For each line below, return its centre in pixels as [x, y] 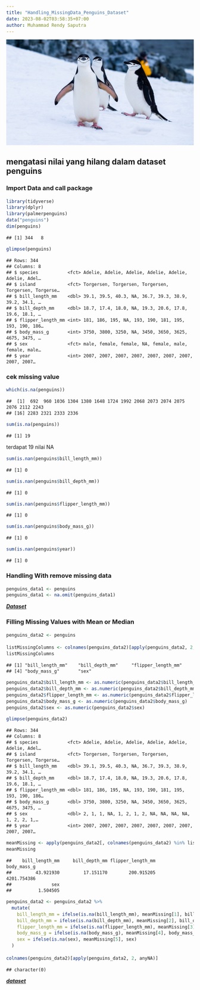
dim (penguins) [24, 226]
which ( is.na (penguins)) [36, 390]
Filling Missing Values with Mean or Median [70, 622]
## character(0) [26, 970]
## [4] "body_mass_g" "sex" [49, 671]
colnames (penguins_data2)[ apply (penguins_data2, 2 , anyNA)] [82, 958]
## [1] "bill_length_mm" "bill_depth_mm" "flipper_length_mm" [94, 665]
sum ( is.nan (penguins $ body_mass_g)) [50, 527]
